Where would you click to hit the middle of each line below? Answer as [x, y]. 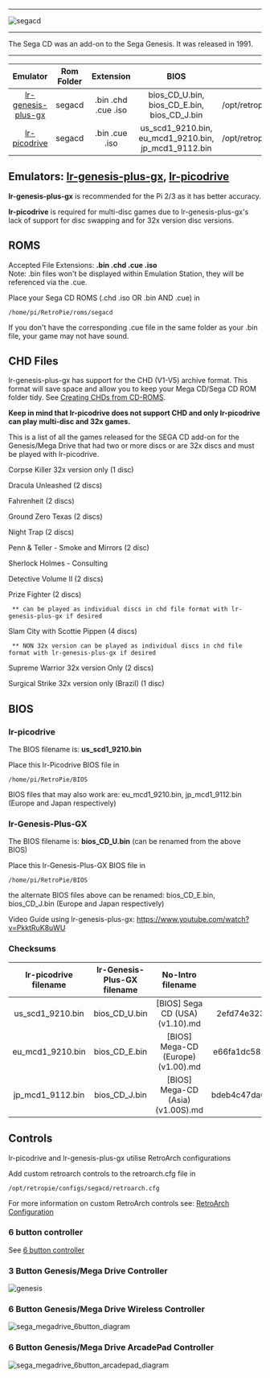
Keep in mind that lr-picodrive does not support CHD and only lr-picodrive [135, 413]
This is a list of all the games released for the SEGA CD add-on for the [124, 437]
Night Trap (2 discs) [41, 533]
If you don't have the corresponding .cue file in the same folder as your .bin [133, 327]
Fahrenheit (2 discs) [41, 501]
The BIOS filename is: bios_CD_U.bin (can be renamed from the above [125, 841]
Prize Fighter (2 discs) [45, 594]
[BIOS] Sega [180, 1003]
